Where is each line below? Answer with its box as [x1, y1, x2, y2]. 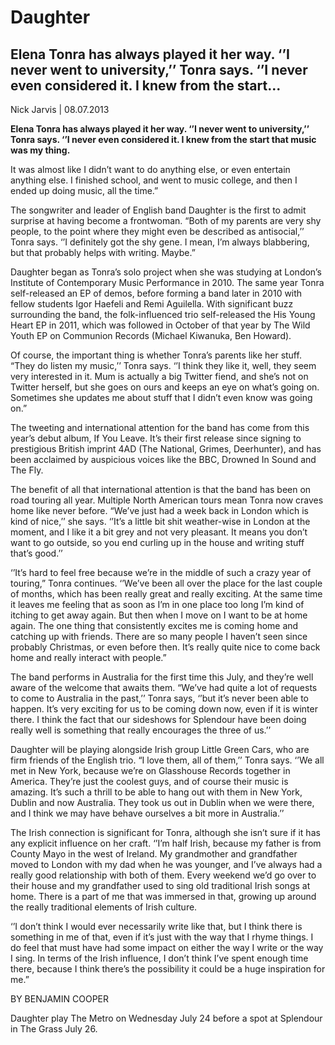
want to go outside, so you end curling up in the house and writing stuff [10, 537, 305, 548]
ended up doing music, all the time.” [10, 185, 159, 196]
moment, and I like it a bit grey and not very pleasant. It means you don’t [10, 526, 308, 538]
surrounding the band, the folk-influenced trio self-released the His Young [10, 309, 316, 320]
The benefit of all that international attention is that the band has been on [10, 484, 312, 495]
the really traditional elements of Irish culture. [10, 901, 198, 913]
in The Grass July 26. [10, 1023, 98, 1035]
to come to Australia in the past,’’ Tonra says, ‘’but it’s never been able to [10, 692, 309, 704]
